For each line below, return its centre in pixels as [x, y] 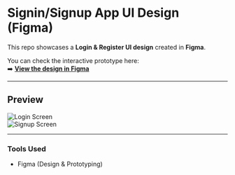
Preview [26, 100]
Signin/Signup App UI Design [93, 13]
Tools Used [27, 148]
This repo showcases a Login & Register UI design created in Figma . [107, 47]
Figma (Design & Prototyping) [60, 164]
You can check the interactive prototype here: [73, 60]
